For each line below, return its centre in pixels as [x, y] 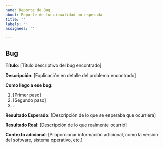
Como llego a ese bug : [29, 85]
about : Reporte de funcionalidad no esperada [54, 15]
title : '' [16, 19]
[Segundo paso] [29, 100]
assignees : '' [20, 29]
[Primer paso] [27, 95]
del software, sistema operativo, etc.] [44, 140]
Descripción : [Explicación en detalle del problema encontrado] [71, 75]
